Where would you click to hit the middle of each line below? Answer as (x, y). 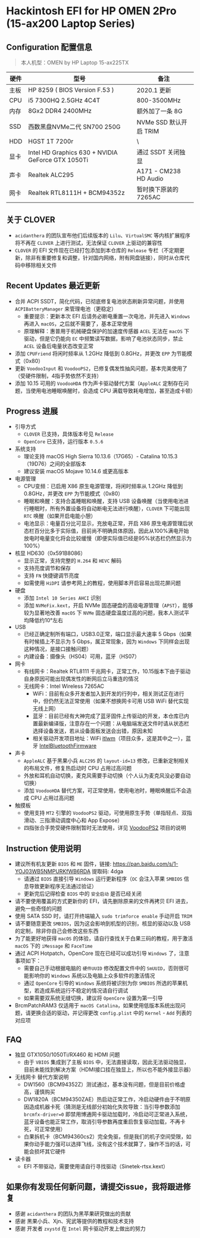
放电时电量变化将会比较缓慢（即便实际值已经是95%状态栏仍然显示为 (108, 538)
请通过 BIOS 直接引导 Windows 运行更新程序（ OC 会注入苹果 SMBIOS (103, 879)
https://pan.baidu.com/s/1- (146, 864)
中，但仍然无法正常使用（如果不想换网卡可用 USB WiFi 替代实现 (111, 701)
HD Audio (150, 179)
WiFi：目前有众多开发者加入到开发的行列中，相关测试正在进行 (108, 694)
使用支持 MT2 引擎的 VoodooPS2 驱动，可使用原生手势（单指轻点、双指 (108, 813)
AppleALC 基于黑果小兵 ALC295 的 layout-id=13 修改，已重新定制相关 (106, 761)
